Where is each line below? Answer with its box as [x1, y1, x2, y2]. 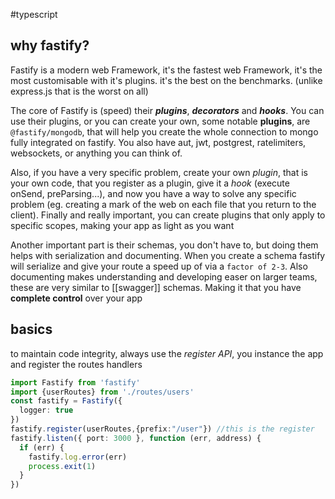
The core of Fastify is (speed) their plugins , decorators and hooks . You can [10, 104, 325, 116]
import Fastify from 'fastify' [10, 377, 141, 388]
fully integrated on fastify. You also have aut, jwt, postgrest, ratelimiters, [10, 136, 307, 148]
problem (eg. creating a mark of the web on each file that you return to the [10, 198, 317, 210]
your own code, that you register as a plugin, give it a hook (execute [10, 177, 290, 189]
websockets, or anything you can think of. [10, 147, 183, 159]
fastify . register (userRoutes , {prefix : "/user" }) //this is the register [10, 424, 315, 434]
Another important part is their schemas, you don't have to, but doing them [10, 239, 319, 251]
